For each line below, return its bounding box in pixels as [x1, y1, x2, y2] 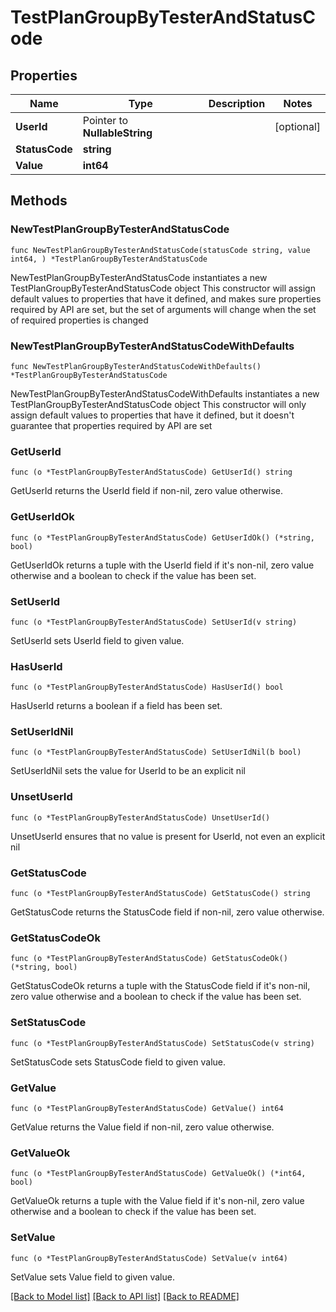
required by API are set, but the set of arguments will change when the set [10, 303, 317, 315]
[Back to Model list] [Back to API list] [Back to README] [10, 1290, 240, 1302]
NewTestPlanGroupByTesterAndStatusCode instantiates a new [10, 271, 268, 283]
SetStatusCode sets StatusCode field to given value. [10, 1056, 226, 1068]
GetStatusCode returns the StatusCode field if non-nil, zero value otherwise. [10, 906, 325, 918]
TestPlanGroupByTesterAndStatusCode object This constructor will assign [10, 282, 316, 294]
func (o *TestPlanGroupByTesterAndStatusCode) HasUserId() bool [10, 682, 284, 693]
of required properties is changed [10, 314, 149, 326]
